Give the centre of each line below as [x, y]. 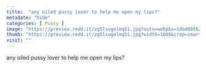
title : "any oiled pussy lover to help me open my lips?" [83, 12]
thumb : [15, 35]
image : [15, 29]
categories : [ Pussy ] [35, 23]
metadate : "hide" [29, 18]
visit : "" [19, 40]
